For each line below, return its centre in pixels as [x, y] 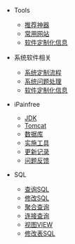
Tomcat [35, 126]
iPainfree [27, 104]
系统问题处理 [43, 81]
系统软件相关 [32, 57]
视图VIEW [39, 225]
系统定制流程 [43, 72]
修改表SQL [40, 233]
